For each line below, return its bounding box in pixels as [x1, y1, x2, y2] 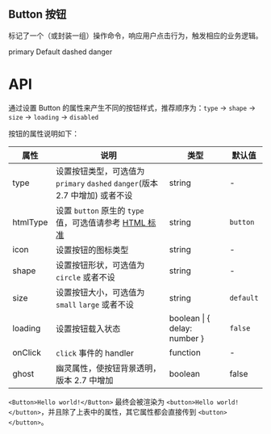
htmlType [12, 217, 48, 228]
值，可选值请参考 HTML [56, 217, 147, 228]
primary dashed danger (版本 [56, 177, 159, 188]
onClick [12, 347, 42, 358]
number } [169, 332, 204, 343]
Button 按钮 [8, 7, 67, 22]
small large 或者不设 [56, 298, 135, 310]
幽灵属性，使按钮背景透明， [56, 362, 161, 373]
